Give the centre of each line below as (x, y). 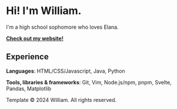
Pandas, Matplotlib (29, 88)
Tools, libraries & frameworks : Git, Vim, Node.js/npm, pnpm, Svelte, (89, 82)
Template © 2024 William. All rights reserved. (61, 100)
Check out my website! (35, 38)
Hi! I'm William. (44, 11)
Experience (27, 57)
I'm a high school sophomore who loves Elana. (62, 27)
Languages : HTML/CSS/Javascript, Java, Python (66, 71)
